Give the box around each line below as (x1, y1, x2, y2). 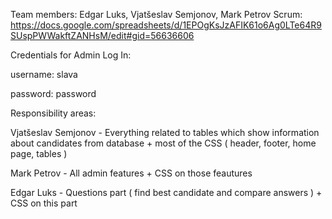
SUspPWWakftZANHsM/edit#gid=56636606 (10, 30, 195, 41)
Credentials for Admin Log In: (10, 49, 132, 61)
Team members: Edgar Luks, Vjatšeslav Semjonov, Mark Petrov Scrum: (10, 9, 303, 20)
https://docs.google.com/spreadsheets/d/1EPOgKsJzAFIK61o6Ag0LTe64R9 (10, 19, 322, 31)
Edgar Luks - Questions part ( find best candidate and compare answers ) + (10, 187, 323, 198)
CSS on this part (10, 197, 78, 209)
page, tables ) (10, 148, 68, 159)
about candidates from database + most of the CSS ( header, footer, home (10, 137, 317, 149)
